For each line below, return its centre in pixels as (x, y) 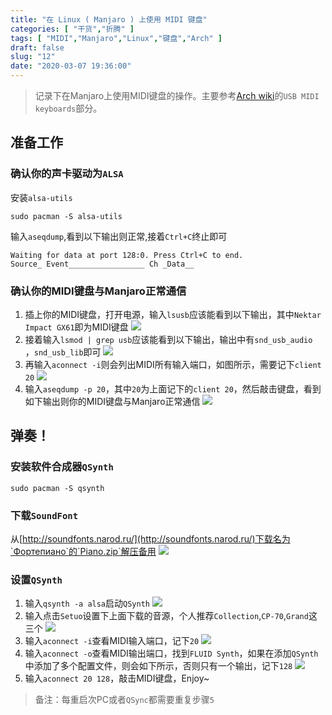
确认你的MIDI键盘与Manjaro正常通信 (98, 291)
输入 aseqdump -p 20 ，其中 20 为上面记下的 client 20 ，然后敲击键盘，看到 (173, 388)
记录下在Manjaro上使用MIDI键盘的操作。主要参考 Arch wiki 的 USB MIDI (177, 95)
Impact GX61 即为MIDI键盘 (76, 327)
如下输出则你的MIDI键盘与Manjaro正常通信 (112, 401)
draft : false (37, 47)
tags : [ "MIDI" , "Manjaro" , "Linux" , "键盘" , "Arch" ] (116, 38)
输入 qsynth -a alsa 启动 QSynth (87, 603)
